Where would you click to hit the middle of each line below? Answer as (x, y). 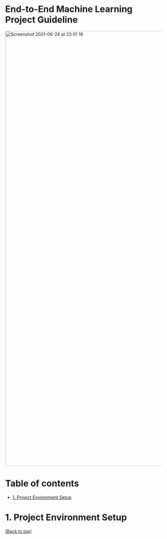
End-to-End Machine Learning (69, 9)
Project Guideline (42, 20)
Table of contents (42, 483)
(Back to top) (18, 531)
